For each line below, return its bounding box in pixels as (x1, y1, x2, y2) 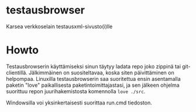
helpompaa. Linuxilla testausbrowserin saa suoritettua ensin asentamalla (6, 75, 181, 82)
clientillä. (6, 69, 27, 76)
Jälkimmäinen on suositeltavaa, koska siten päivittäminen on (28, 69, 174, 76)
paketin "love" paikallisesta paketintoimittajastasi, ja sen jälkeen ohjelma (6, 82, 180, 89)
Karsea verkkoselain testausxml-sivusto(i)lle (6, 23, 113, 30)
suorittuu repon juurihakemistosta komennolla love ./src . (6, 87, 146, 94)
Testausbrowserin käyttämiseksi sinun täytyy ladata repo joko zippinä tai (6, 63, 181, 70)
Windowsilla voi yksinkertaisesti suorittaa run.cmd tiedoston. (6, 99, 152, 106)
